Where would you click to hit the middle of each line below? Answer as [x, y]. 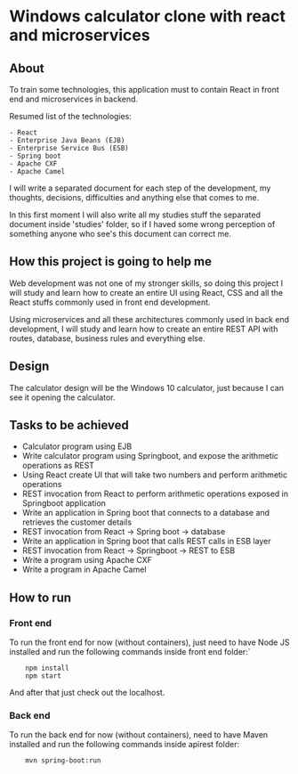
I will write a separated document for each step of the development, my [140, 188]
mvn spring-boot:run [63, 761]
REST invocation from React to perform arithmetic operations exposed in [155, 494]
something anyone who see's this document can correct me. [120, 234]
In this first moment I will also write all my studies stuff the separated [135, 215]
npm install [47, 668]
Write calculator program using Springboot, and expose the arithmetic [150, 456]
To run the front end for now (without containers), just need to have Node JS [149, 642]
